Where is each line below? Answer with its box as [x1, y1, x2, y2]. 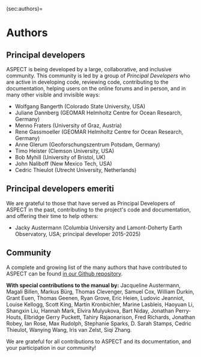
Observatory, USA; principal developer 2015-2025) [14, 230, 141, 237]
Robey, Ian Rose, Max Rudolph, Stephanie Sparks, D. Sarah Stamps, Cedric [6, 320, 192, 327]
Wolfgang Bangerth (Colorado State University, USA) [14, 103, 146, 110]
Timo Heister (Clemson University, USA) [14, 147, 115, 155]
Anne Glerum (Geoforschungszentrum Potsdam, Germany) [14, 141, 160, 148]
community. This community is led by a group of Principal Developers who [6, 72, 191, 79]
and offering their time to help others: [6, 212, 99, 219]
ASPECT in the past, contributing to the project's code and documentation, [6, 206, 191, 213]
